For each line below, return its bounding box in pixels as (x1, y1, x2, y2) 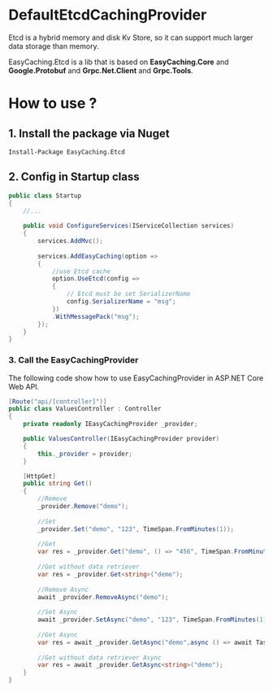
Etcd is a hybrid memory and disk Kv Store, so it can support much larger (8, 33, 253, 42)
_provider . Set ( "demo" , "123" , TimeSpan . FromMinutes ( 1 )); (37, 524, 234, 533)
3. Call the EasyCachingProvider (8, 355, 139, 366)
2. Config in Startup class (8, 170, 140, 184)
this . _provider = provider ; (37, 450, 132, 458)
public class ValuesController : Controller (8, 405, 162, 413)
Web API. (8, 381, 40, 391)
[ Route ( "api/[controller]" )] (8, 397, 107, 406)
